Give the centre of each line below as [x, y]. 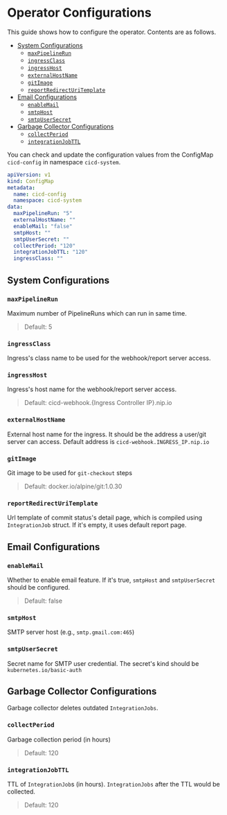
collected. [21, 791]
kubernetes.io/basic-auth [44, 670]
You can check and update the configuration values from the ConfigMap [110, 155]
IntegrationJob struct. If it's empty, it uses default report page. [97, 525]
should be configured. [39, 587]
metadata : [21, 188]
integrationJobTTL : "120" [51, 252]
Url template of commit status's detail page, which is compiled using [105, 517]
